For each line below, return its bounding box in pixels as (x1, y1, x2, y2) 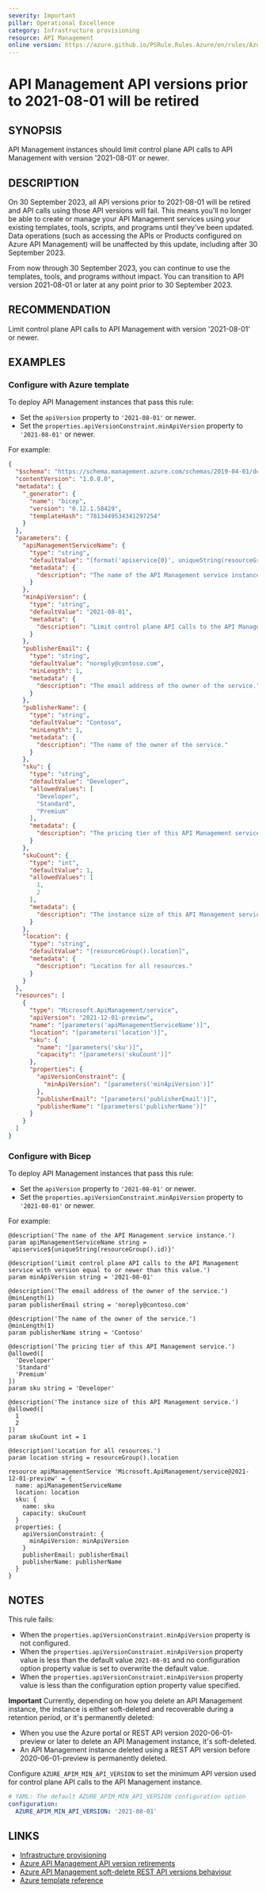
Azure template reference (19, 1876, 104, 1885)
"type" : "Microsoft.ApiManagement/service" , (28, 1006, 179, 1014)
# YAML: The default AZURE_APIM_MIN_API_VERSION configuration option (8, 1793, 246, 1801)
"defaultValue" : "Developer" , (28, 778, 129, 786)
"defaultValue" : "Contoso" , (28, 719, 123, 727)
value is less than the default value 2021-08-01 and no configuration (19, 1656, 241, 1665)
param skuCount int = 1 (8, 1433, 87, 1441)
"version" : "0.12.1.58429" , (28, 505, 123, 513)
